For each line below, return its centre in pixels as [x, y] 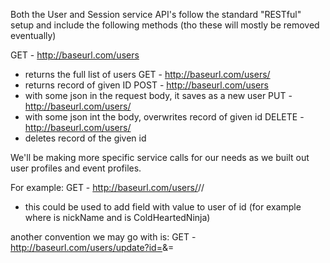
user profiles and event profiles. [76, 168]
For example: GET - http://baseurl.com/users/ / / [107, 187]
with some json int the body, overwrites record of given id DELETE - [164, 117]
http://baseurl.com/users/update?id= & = [92, 247]
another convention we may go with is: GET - [103, 237]
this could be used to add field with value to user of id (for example [163, 207]
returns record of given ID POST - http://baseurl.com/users [146, 85]
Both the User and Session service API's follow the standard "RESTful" [156, 14]
